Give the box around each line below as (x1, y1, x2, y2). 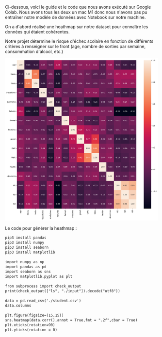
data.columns (5, 303, 32, 308)
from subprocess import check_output (5, 284, 81, 289)
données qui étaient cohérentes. (5, 29, 70, 34)
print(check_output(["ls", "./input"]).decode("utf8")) (5, 289, 120, 293)
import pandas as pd (5, 264, 47, 269)
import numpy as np (5, 259, 45, 264)
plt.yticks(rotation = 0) (5, 327, 57, 332)
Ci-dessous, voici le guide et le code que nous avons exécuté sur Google (5, 4, 151, 10)
